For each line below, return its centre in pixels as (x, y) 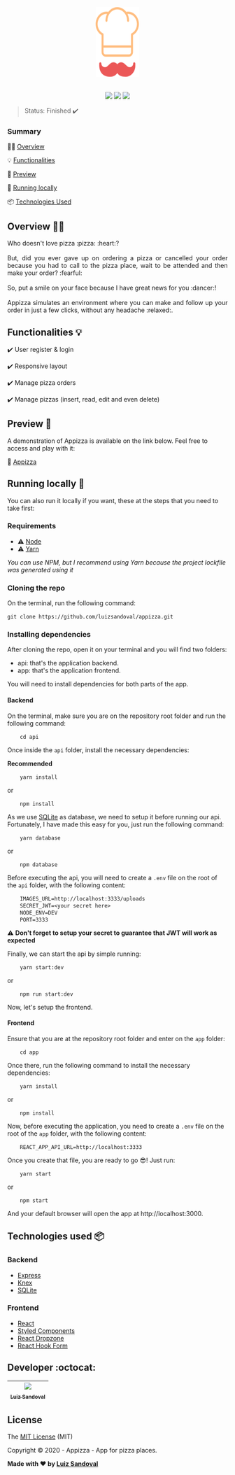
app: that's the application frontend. (69, 670)
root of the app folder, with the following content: (77, 1134)
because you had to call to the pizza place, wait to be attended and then (117, 266)
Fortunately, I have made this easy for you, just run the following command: (116, 824)
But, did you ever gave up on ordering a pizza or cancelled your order (117, 258)
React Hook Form (42, 1346)
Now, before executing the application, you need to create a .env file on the (116, 1126)
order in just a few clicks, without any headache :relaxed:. (90, 310)
